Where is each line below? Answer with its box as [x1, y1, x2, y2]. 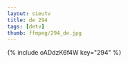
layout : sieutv [7, 10, 51, 17]
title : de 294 [7, 17, 48, 24]
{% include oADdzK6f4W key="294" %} [7, 48, 122, 57]
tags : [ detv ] [7, 23, 45, 30]
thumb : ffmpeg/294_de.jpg [7, 29, 82, 37]
